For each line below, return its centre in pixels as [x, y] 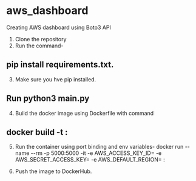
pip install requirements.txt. [60, 65]
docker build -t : [37, 132]
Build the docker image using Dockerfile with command [84, 113]
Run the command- [39, 46]
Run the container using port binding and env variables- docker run [99, 147]
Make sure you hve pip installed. [56, 79]
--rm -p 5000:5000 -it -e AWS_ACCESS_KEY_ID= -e [96, 153]
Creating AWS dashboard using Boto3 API [59, 27]
